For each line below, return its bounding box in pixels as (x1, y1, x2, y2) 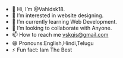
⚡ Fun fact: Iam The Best (11, 46, 72, 53)
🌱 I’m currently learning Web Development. (11, 18, 117, 25)
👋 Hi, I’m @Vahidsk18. (11, 6, 65, 12)
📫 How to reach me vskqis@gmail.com (11, 31, 109, 38)
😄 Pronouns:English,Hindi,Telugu (11, 40, 94, 47)
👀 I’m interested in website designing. (11, 12, 104, 19)
